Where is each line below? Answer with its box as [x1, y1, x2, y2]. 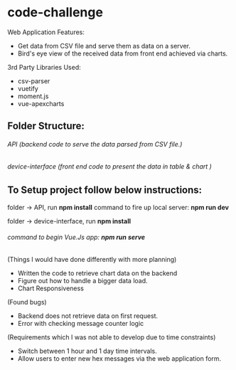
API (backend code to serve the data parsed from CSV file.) [7, 139, 183, 148]
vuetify [17, 84, 39, 92]
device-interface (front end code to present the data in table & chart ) [7, 162, 212, 171]
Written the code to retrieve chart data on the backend [17, 268, 178, 277]
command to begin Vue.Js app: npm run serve [7, 233, 146, 242]
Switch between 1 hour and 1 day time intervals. [17, 347, 158, 355]
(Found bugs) [7, 297, 48, 306]
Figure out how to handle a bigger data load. [17, 276, 148, 285]
